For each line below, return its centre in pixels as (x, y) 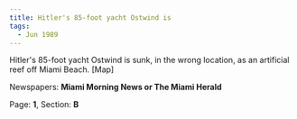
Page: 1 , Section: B (44, 105)
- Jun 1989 (38, 34)
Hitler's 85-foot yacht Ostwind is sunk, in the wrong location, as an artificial (149, 60)
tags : (19, 26)
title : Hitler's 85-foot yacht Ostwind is (90, 18)
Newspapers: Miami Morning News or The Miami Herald (116, 87)
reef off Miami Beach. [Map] (62, 69)
